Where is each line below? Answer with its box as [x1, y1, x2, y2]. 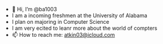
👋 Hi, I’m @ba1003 [11, 6, 57, 12]
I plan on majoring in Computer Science [11, 18, 109, 25]
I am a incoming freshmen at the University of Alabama [11, 12, 147, 19]
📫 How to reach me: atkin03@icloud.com [11, 32, 115, 38]
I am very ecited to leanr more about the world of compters [11, 24, 158, 32]
